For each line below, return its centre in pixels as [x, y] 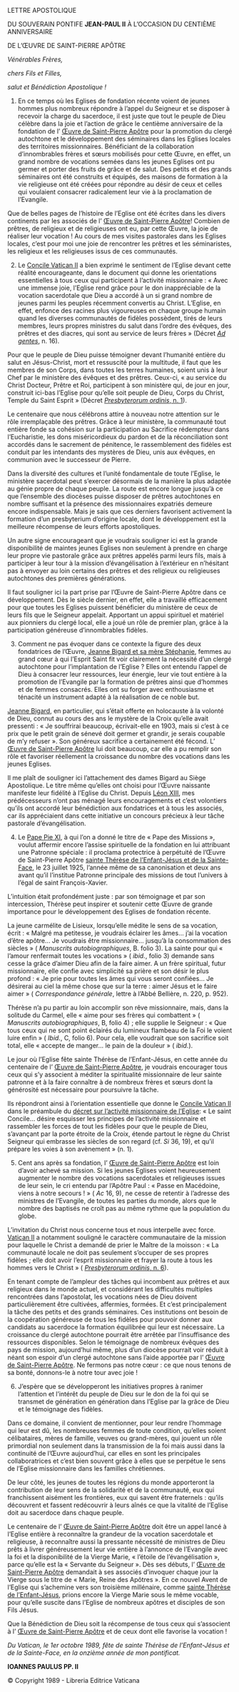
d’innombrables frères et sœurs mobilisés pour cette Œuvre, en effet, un [124, 154]
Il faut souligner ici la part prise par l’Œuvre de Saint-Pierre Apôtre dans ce [117, 592]
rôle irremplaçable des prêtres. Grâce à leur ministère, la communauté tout [117, 422]
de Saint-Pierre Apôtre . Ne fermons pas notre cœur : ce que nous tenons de [119, 1365]
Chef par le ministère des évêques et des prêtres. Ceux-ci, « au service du [117, 377]
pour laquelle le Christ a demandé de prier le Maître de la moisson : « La [113, 1245]
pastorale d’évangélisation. [47, 823]
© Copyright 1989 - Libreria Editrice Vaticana [74, 1680]
